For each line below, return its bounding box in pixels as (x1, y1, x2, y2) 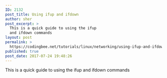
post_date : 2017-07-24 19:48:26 (5, 53, 72, 59)
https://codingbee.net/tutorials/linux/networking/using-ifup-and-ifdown (9, 44, 166, 49)
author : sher (5, 16, 32, 21)
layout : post (5, 35, 32, 40)
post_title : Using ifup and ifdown (5, 12, 79, 17)
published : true (5, 49, 39, 54)
